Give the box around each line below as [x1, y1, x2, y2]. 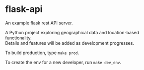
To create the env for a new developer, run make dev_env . [5, 59, 122, 65]
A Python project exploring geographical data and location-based [5, 29, 140, 35]
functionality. [5, 35, 32, 41]
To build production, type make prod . [5, 50, 79, 56]
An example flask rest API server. [5, 20, 73, 26]
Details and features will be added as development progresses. [5, 40, 134, 46]
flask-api [5, 3, 43, 15]
